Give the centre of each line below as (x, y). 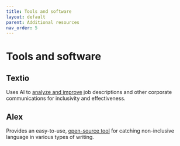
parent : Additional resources (43, 22)
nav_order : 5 (22, 28)
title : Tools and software (39, 11)
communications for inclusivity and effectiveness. (66, 98)
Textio (18, 78)
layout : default (26, 17)
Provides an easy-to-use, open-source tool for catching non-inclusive (90, 131)
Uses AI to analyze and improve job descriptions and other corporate (89, 92)
